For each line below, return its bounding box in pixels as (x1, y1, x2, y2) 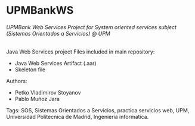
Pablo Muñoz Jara (14, 96, 60, 103)
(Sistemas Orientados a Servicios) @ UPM (6, 30, 110, 37)
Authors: (6, 78, 27, 85)
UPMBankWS (6, 4, 74, 17)
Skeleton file (14, 66, 46, 73)
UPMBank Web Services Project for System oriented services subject (6, 23, 177, 30)
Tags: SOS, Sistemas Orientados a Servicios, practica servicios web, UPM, (6, 107, 190, 114)
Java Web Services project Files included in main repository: (6, 48, 155, 55)
